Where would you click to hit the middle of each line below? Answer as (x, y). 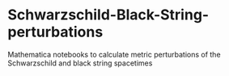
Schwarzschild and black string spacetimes (80, 63)
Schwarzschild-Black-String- (108, 15)
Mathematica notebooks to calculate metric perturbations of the (114, 54)
